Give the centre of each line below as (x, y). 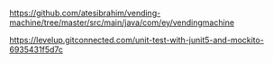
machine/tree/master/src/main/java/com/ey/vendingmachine (122, 22)
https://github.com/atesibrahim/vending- (85, 13)
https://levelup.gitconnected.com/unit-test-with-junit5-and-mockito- (136, 40)
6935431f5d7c (36, 49)
